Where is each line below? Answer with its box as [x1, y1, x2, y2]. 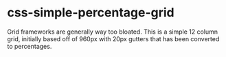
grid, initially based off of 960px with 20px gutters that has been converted [7, 34, 220, 43]
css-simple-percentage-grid [7, 5, 174, 21]
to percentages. [7, 42, 52, 50]
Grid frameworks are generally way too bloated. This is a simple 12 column [7, 27, 218, 36]
